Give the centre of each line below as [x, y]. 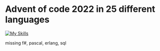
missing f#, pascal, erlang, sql [36, 43]
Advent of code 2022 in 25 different [80, 9]
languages [27, 20]
